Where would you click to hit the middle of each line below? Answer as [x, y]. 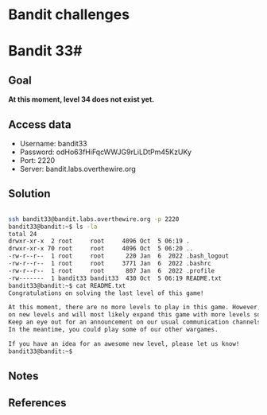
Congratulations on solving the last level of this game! [106, 293]
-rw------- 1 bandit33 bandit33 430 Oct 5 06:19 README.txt [115, 278]
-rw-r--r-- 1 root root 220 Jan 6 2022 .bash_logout [118, 256]
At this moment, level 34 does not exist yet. [81, 99]
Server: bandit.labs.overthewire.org [78, 169]
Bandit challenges [69, 15]
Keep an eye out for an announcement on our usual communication [118, 322]
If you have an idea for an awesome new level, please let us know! [124, 343]
